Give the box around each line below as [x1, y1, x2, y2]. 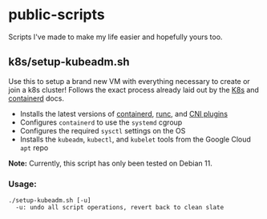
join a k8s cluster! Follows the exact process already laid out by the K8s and [8, 85, 259, 94]
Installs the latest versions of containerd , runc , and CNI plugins [19, 109, 229, 118]
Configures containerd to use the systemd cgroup [19, 117, 183, 127]
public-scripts [8, 6, 106, 24]
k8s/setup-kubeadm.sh [8, 55, 130, 69]
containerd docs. [8, 94, 64, 103]
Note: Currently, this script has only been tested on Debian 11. [8, 158, 212, 168]
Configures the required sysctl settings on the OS [19, 125, 186, 135]
